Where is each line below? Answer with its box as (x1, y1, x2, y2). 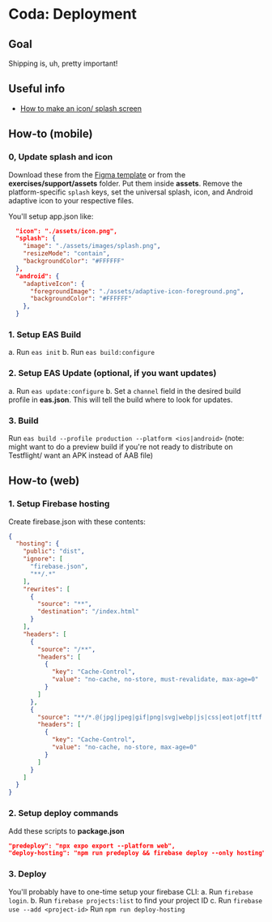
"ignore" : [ (23, 555, 63, 563)
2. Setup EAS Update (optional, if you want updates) (8, 368, 217, 379)
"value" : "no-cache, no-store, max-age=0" (51, 743, 198, 752)
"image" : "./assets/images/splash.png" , (23, 242, 161, 250)
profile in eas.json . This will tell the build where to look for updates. (8, 395, 233, 404)
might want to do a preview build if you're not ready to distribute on (8, 442, 233, 451)
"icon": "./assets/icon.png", (15, 227, 117, 235)
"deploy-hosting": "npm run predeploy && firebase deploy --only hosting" (8, 849, 266, 857)
